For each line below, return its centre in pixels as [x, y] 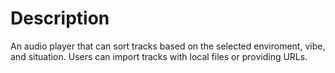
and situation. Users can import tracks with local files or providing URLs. [159, 56]
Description [60, 18]
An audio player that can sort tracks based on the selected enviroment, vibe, [168, 46]
